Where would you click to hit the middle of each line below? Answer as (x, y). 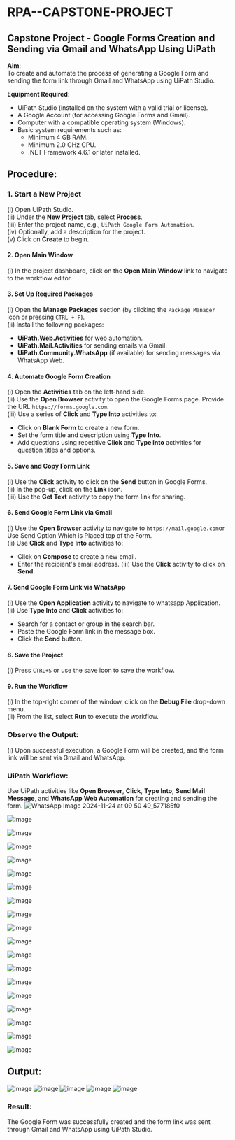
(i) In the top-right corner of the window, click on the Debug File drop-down (116, 702)
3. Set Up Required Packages (50, 294)
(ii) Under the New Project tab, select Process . (75, 217)
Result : (20, 1106)
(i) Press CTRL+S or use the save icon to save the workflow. (91, 670)
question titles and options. (56, 450)
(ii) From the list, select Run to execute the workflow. (83, 717)
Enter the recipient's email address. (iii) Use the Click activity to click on (121, 564)
